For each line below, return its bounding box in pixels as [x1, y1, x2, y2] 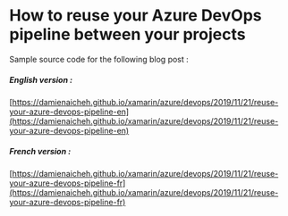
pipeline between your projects [9, 24, 246, 45]
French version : [9, 145, 72, 156]
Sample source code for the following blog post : [9, 54, 190, 64]
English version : [9, 74, 73, 85]
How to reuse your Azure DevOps [9, 5, 262, 26]
